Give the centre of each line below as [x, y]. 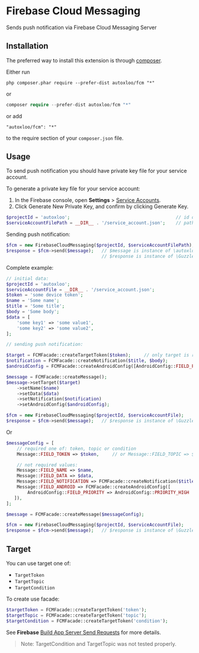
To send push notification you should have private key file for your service [97, 171]
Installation [27, 46]
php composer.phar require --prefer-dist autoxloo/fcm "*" [81, 83]
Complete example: [30, 267]
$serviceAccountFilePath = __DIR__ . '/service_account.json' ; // [94, 223]
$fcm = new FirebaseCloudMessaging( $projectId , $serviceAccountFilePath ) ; [100, 245]
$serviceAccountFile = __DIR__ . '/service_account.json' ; [81, 289]
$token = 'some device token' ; [45, 295]
